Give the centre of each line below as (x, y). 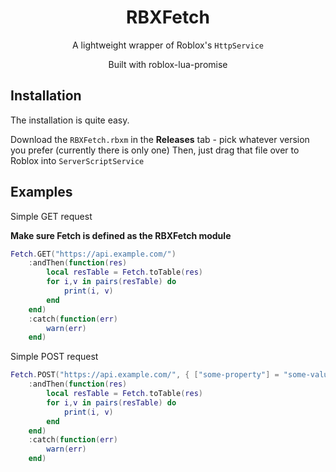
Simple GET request (51, 216)
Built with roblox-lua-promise (168, 64)
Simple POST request (54, 357)
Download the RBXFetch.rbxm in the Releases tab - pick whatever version (160, 139)
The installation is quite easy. (70, 120)
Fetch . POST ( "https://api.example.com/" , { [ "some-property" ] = (145, 375)
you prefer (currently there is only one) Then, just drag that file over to (155, 150)
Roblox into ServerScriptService (77, 160)
